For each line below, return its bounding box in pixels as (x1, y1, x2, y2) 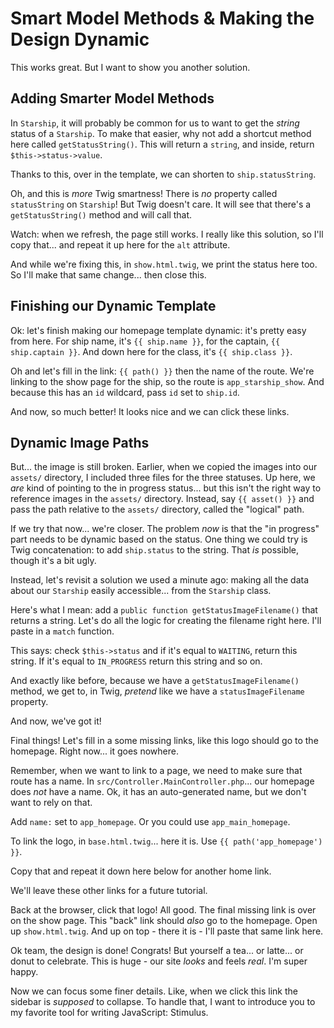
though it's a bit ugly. (10, 555, 97, 567)
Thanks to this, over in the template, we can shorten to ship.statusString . (10, 168, 317, 180)
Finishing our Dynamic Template (10, 298, 217, 315)
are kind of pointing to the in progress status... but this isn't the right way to (10, 482, 322, 494)
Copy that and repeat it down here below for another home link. (10, 865, 272, 877)
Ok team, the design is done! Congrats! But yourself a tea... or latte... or (10, 945, 304, 957)
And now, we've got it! (10, 715, 102, 727)
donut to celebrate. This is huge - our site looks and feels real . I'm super (10, 955, 308, 967)
